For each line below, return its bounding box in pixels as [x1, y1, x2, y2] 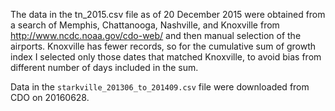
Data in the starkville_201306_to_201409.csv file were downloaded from [10, 81, 310, 93]
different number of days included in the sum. [10, 62, 199, 73]
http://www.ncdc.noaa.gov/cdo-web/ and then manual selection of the [10, 30, 302, 41]
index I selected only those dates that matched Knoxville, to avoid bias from [10, 51, 322, 63]
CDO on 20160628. [10, 92, 90, 103]
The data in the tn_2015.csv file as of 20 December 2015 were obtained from [10, 9, 326, 20]
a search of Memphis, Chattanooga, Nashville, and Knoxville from [10, 19, 280, 31]
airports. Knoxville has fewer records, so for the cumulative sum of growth [10, 40, 317, 52]
